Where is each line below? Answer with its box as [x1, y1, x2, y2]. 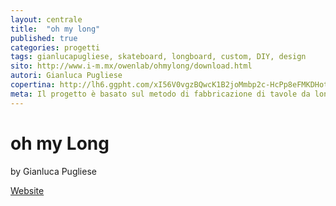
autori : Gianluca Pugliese [10, 71, 123, 81]
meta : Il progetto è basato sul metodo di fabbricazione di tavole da [10, 89, 311, 99]
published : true [10, 33, 78, 43]
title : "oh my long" [10, 24, 101, 34]
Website [10, 184, 45, 196]
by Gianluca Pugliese [10, 165, 97, 177]
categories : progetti [10, 42, 101, 53]
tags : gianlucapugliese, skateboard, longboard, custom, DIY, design [10, 52, 307, 62]
